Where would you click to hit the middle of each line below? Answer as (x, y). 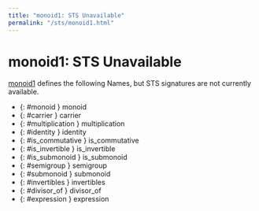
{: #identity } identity (53, 132)
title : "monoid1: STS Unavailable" (67, 15)
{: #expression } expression (64, 199)
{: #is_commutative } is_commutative (79, 141)
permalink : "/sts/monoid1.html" (61, 23)
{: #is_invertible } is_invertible (67, 149)
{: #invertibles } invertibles (62, 183)
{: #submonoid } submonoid (65, 174)
